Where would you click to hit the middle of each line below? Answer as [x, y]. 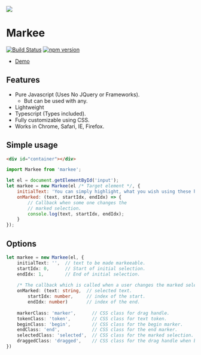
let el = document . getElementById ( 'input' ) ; [63, 180]
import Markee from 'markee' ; [44, 170]
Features [23, 80]
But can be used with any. [56, 101]
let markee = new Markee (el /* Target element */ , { [73, 186]
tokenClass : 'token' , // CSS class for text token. [92, 318]
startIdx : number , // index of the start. [87, 296]
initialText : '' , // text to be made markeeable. [81, 263]
